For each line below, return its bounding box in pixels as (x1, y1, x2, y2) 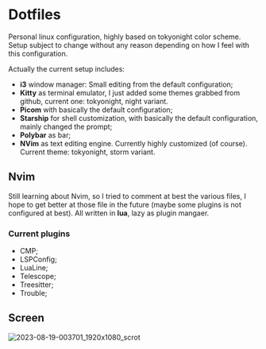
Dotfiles (8, 6, 61, 24)
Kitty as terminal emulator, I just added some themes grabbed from (19, 87, 241, 97)
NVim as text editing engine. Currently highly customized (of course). (19, 138, 248, 148)
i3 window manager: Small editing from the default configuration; (19, 79, 233, 89)
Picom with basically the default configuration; (19, 105, 173, 114)
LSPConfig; (19, 254, 57, 264)
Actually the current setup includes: (8, 64, 125, 73)
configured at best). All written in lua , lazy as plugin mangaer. (8, 208, 210, 218)
